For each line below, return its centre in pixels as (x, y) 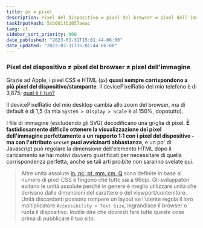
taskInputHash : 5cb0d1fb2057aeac (48, 23)
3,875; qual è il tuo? (31, 93)
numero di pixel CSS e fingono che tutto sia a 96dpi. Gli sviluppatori (105, 180)
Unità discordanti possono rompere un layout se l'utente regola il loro (107, 199)
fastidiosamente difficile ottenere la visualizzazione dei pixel (84, 129)
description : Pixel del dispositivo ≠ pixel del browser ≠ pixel (90, 18)
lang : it (17, 29)
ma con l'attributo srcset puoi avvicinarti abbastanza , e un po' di (89, 142)
